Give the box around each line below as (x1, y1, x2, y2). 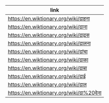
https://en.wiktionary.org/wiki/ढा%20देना (8, 89, 102, 96)
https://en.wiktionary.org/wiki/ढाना (8, 23, 88, 30)
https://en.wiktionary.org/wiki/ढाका (8, 56, 89, 63)
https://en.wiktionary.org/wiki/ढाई (8, 73, 86, 80)
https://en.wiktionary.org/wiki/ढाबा (8, 64, 87, 72)
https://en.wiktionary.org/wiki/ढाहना (8, 15, 90, 22)
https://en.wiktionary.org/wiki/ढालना (8, 40, 91, 47)
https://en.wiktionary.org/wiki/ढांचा (8, 48, 88, 55)
